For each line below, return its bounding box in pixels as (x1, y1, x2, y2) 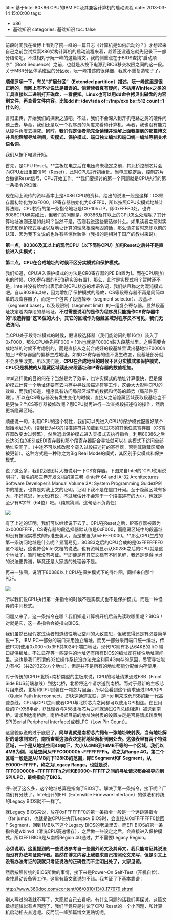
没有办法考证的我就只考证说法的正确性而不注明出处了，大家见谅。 (5, 858, 144, 864)
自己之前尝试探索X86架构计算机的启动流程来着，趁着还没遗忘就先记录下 (5, 48, 158, 54)
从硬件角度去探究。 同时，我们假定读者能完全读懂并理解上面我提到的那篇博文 (5, 128, 167, 134)
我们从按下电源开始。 (5, 152, 50, 157)
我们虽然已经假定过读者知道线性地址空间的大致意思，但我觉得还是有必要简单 (5, 631, 167, 637)
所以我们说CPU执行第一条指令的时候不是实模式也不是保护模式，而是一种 (5, 596, 159, 602)
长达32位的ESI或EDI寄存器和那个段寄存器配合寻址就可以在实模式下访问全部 (5, 437, 164, 444)
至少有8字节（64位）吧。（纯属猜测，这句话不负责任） (5, 499, 119, 505)
